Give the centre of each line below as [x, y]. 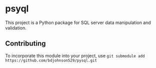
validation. [16, 27]
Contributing [25, 44]
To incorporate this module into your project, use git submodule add [75, 55]
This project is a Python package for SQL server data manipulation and [78, 22]
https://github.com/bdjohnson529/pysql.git [51, 60]
